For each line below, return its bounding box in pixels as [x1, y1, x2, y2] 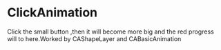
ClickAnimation [7, 5, 98, 21]
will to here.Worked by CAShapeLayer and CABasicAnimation [7, 34, 182, 42]
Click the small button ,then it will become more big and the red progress [7, 27, 214, 36]
